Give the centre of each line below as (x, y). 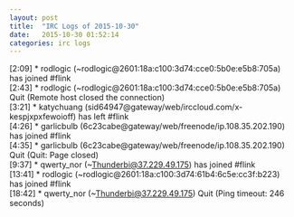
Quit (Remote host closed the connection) (87, 98)
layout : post (34, 18)
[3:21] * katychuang (46, 107)
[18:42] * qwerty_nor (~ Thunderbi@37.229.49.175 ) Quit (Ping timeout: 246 (147, 193)
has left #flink (104, 117)
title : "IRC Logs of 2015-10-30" (75, 26)
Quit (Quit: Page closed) (54, 156)
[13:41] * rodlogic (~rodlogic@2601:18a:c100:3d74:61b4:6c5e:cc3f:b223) (145, 175)
